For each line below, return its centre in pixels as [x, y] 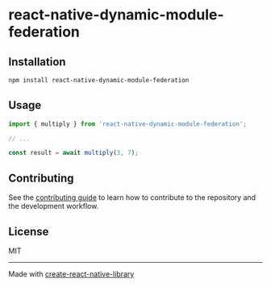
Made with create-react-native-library [71, 274]
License [29, 231]
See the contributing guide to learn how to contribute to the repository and [132, 198]
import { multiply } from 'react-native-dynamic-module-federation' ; [128, 124]
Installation [37, 62]
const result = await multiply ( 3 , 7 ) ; [73, 153]
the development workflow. [54, 206]
